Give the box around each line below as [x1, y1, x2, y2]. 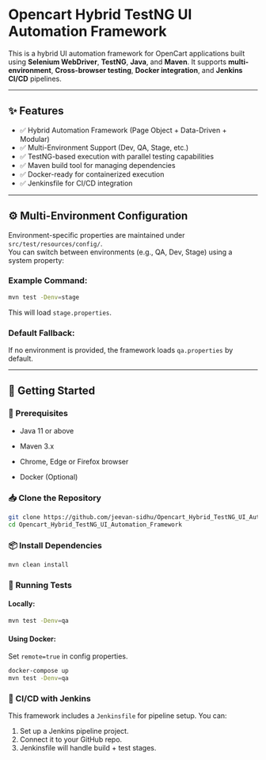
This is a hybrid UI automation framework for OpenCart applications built [8, 48, 245, 58]
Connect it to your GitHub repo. [19, 735, 123, 744]
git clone [8, 514, 41, 521]
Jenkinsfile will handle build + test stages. [19, 743, 157, 753]
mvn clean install [8, 561, 69, 569]
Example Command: [8, 275, 88, 286]
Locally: [8, 599, 36, 609]
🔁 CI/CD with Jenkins [8, 693, 91, 704]
